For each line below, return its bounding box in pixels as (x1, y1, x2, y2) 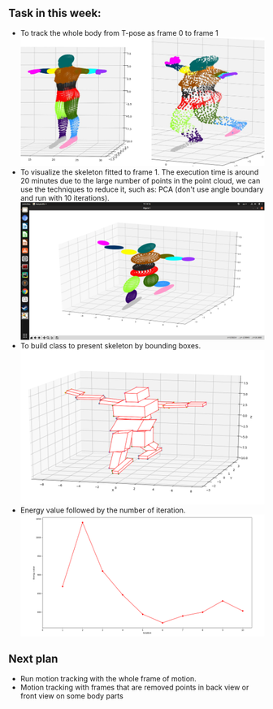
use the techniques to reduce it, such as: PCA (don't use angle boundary (19, 184, 264, 194)
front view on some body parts (19, 690, 123, 701)
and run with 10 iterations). (19, 193, 110, 203)
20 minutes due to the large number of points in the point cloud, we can (19, 176, 261, 186)
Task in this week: (8, 6, 102, 20)
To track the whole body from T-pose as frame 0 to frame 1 (19, 28, 219, 37)
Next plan (8, 652, 58, 666)
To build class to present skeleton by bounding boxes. (19, 340, 201, 350)
